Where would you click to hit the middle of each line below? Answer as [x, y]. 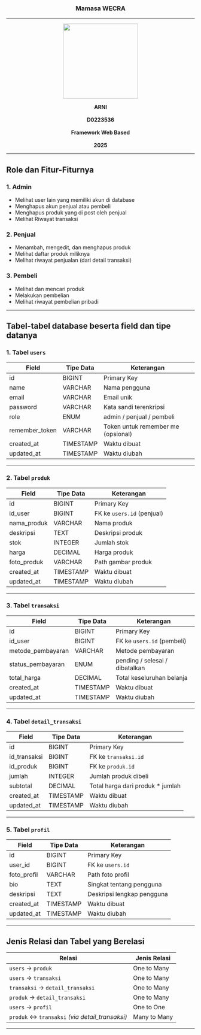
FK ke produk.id [112, 767]
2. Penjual [21, 234]
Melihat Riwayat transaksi [46, 219]
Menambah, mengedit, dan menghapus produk [73, 247]
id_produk [23, 767]
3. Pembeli [22, 276]
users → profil [31, 1007]
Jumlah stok [112, 542]
